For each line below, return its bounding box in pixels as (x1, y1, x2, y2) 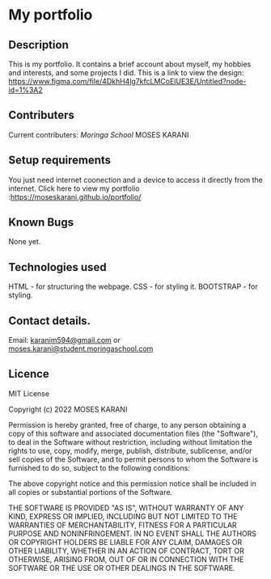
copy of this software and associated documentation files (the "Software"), (8, 429, 259, 438)
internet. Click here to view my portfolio (8, 184, 140, 193)
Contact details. (8, 314, 91, 328)
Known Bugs (8, 216, 74, 230)
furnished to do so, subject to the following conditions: (8, 463, 190, 472)
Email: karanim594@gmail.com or (8, 336, 121, 345)
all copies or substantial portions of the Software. (8, 487, 172, 497)
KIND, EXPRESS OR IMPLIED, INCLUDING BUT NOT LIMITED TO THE (8, 511, 238, 521)
